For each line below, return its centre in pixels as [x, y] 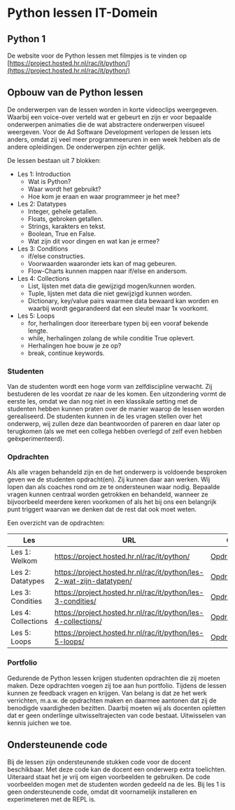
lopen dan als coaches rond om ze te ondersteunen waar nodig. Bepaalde [114, 487]
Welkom [24, 561]
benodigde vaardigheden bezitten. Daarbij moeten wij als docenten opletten [116, 708]
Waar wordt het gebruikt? [64, 189]
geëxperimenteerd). [36, 439]
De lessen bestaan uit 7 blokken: [54, 160]
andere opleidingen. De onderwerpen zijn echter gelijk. [86, 147]
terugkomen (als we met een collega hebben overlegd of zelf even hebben [115, 431]
